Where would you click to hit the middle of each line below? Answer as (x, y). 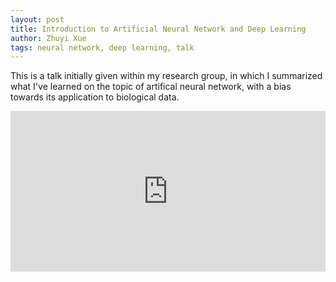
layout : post (37, 19)
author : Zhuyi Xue (48, 38)
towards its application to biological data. (95, 97)
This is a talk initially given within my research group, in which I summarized (166, 76)
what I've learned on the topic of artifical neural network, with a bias (151, 87)
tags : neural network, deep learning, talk (102, 47)
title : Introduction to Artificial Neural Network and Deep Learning (158, 29)
